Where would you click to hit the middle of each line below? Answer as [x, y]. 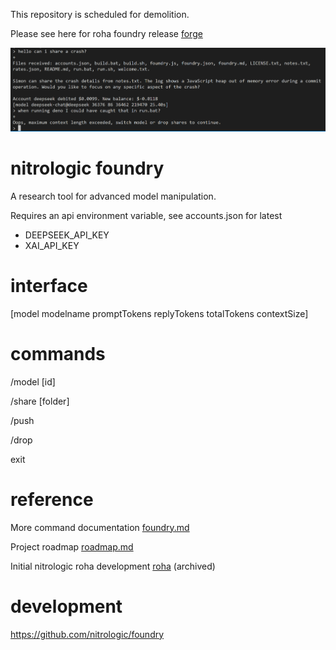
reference [52, 500]
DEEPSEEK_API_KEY [67, 235]
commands [58, 354]
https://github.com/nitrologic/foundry [87, 634]
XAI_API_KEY [52, 245]
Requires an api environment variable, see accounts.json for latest [146, 215]
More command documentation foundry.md [100, 527]
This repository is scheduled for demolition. [100, 14]
